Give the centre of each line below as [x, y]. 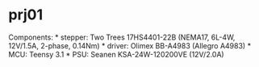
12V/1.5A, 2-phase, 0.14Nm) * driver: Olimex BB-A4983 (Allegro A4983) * [130, 45]
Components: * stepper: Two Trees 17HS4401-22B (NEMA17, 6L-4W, [122, 37]
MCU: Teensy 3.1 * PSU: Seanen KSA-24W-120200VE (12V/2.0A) [116, 54]
